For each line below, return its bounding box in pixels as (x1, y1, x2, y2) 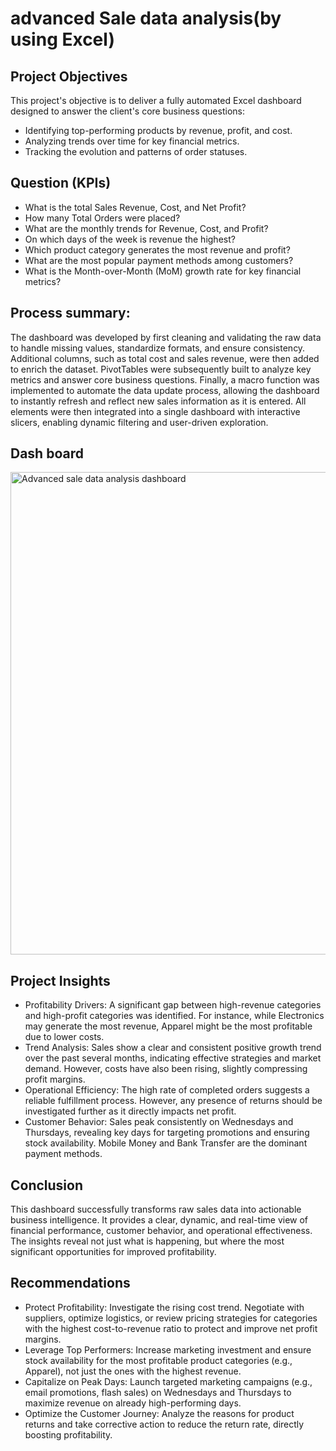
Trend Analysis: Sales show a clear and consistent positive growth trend (24, 1042, 322, 1054)
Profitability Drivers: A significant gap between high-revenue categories (24, 999, 322, 1011)
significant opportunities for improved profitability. (10, 1246, 217, 1258)
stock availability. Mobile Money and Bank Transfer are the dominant (24, 1137, 308, 1149)
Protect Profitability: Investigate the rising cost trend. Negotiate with (24, 1301, 305, 1313)
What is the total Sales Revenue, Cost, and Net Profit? (24, 201, 247, 213)
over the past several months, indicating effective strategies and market (24, 1052, 322, 1064)
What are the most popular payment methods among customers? (24, 254, 294, 266)
